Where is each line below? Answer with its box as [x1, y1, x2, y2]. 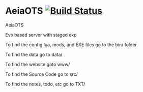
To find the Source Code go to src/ [5, 71, 78, 77]
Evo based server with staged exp [5, 32, 77, 38]
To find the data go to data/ [5, 51, 63, 57]
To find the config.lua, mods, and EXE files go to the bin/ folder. [5, 41, 138, 48]
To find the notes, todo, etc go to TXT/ [5, 81, 85, 87]
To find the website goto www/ [5, 61, 70, 67]
